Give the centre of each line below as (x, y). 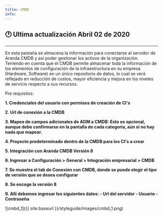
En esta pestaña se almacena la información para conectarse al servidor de (81, 53)
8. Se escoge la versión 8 (31, 184)
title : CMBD (17, 9)
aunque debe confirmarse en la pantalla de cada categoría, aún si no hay (80, 127)
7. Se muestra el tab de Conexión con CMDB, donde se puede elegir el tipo (81, 170)
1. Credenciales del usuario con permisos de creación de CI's (68, 103)
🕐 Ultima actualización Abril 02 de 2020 (67, 34)
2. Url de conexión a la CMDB (35, 112)
